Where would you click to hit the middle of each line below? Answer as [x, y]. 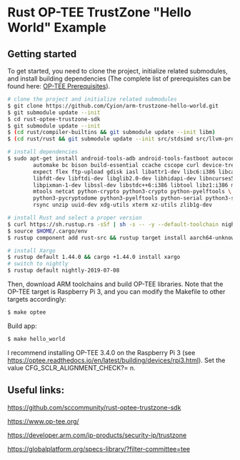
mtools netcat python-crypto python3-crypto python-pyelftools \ [132, 192]
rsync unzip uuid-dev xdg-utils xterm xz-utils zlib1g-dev [123, 205]
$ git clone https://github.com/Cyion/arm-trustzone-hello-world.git [113, 106]
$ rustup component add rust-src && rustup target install [97, 237]
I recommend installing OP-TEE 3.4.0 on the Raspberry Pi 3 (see [101, 352]
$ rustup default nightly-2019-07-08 [64, 271]
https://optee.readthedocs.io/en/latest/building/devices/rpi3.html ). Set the [116, 360]
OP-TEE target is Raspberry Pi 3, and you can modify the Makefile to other [116, 292]
